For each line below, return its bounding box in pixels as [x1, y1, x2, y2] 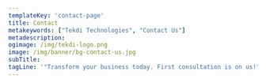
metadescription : [8, 33, 66, 42]
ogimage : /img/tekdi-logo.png [8, 41, 108, 49]
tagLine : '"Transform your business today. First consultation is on [8, 63, 243, 71]
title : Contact [8, 19, 59, 27]
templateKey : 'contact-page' [8, 11, 104, 20]
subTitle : [8, 56, 41, 64]
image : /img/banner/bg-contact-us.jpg [8, 48, 136, 56]
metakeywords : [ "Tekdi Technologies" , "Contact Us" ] [8, 26, 186, 34]
